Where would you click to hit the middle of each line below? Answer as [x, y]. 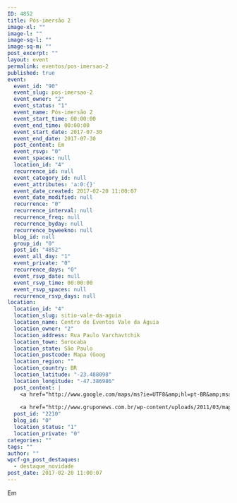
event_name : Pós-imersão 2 [53, 112]
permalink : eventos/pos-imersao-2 [58, 66]
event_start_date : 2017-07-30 [58, 132]
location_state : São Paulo [53, 349]
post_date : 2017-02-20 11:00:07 [55, 473]
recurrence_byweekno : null [53, 230]
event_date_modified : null [53, 198]
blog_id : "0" [33, 420]
